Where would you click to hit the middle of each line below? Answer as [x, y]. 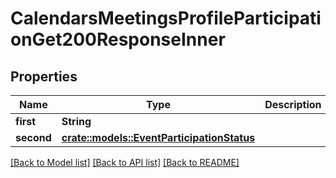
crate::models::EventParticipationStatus [158, 137]
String [76, 121]
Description [293, 104]
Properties [44, 76]
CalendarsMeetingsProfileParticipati [166, 18]
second [33, 137]
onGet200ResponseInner [118, 39]
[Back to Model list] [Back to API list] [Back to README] [125, 162]
